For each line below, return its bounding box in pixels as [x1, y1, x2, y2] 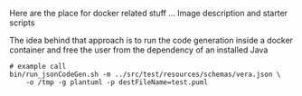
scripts [9, 17, 35, 28]
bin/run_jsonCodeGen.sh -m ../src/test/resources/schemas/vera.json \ [9, 70, 281, 79]
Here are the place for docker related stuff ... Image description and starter [9, 8, 288, 18]
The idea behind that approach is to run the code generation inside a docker [9, 35, 294, 45]
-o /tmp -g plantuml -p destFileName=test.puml [25, 78, 208, 87]
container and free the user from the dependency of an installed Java [9, 44, 269, 55]
